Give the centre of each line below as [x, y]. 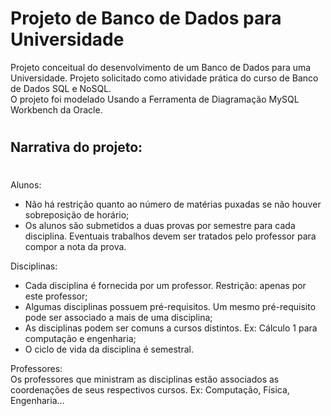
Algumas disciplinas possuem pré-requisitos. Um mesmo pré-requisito [170, 307]
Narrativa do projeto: [76, 147]
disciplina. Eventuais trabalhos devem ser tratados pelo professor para [170, 236]
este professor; [56, 296]
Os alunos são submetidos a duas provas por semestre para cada [160, 226]
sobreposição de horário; [77, 215]
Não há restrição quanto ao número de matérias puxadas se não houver [173, 204]
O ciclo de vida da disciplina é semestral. [109, 349]
